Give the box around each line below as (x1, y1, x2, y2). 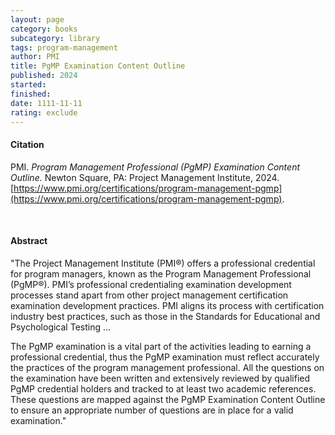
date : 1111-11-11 (10, 98, 83, 108)
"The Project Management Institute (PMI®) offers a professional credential (10, 257, 316, 269)
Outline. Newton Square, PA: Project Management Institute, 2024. (10, 171, 280, 183)
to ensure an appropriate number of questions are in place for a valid (10, 404, 294, 416)
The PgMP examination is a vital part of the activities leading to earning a (10, 340, 312, 352)
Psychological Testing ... (10, 321, 112, 333)
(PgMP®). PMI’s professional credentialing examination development (10, 278, 292, 290)
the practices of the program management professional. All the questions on (10, 361, 325, 373)
